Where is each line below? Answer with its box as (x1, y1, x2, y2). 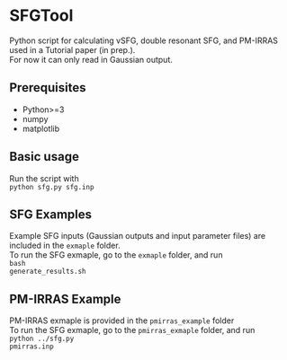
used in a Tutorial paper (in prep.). (9, 44, 136, 55)
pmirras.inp (9, 342, 54, 351)
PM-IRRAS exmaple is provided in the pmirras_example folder (9, 315, 235, 326)
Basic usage (9, 149, 79, 164)
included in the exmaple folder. (9, 240, 121, 251)
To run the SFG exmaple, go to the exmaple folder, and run (9, 250, 223, 260)
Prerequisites (9, 80, 86, 95)
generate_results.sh (9, 267, 87, 277)
